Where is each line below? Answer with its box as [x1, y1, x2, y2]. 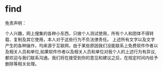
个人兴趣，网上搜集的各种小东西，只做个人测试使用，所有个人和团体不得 [5, 30, 149, 36]
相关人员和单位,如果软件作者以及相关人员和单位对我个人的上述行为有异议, [9, 49, 157, 54]
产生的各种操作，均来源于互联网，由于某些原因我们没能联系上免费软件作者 [5, 42, 154, 48]
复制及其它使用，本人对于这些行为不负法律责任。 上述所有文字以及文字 [13, 36, 155, 42]
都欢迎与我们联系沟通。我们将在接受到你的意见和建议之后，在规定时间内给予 [5, 54, 158, 60]
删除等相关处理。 [5, 61, 39, 67]
